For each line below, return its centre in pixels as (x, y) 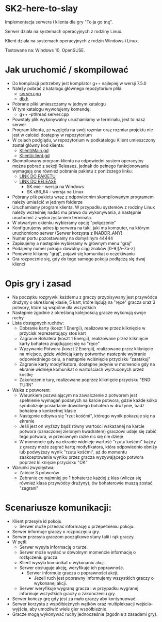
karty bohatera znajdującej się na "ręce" (60, 344)
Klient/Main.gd (34, 150)
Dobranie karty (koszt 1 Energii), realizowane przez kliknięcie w (82, 328)
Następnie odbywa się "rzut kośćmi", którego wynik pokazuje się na (87, 415)
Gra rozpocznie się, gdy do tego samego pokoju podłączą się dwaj (79, 259)
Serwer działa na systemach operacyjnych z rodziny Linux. (64, 31)
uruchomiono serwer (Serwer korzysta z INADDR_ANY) (67, 233)
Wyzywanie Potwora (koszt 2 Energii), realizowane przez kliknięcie (86, 348)
